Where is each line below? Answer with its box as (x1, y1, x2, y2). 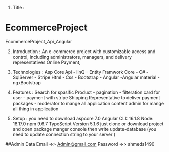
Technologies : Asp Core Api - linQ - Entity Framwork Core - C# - (12, 69, 149, 75)
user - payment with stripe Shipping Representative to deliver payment (12, 94, 160, 100)
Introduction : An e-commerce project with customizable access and (12, 48, 156, 55)
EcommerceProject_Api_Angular (5, 38, 72, 44)
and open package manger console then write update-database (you (12, 126, 157, 132)
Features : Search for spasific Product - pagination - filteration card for (12, 89, 160, 95)
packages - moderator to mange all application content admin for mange (12, 100, 164, 106)
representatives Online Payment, (12, 59, 81, 65)
